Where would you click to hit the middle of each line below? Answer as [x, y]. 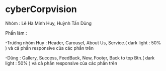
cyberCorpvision [41, 9]
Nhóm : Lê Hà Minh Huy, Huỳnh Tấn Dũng [49, 23]
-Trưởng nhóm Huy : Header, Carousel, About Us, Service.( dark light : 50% [83, 43]
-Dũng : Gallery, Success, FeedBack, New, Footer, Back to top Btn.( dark [80, 58]
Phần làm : [16, 33]
